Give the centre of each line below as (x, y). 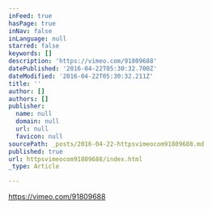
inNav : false (30, 31)
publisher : (27, 106)
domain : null (38, 122)
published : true (36, 151)
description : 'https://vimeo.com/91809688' (83, 62)
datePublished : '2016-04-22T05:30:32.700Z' (83, 69)
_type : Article (34, 167)
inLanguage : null (38, 38)
